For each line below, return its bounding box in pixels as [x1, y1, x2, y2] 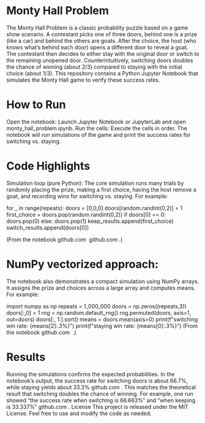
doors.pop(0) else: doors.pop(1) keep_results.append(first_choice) [6, 217, 174, 225]
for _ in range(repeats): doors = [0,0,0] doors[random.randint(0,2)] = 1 [6, 204, 183, 212]
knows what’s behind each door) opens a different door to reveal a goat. [6, 44, 188, 51]
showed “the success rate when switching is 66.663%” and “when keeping [6, 397, 196, 404]
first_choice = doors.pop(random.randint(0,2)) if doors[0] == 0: [6, 211, 166, 218]
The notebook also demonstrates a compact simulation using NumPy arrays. [6, 277, 199, 285]
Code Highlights [6, 159, 91, 173]
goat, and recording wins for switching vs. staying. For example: [6, 192, 168, 200]
